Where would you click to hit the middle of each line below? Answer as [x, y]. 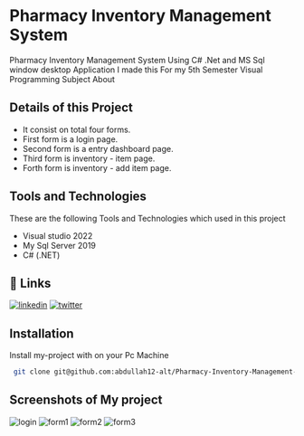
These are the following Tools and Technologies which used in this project [148, 218]
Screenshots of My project [86, 400]
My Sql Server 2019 [59, 245]
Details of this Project [71, 108]
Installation [42, 333]
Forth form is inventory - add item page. [97, 167]
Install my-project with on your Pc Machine [89, 355]
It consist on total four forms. [76, 129]
